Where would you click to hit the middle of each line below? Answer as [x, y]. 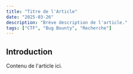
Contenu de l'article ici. [34, 66]
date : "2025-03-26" [30, 17]
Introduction [29, 51]
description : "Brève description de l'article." [67, 22]
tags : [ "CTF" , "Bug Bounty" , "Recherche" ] [59, 28]
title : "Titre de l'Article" [42, 11]
